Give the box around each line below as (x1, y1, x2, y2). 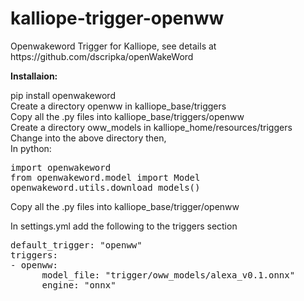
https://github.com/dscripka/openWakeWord (10, 50, 194, 62)
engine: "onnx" (41, 279, 117, 291)
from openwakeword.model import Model (10, 172, 201, 183)
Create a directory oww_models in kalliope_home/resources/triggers (10, 121, 293, 133)
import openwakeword (10, 162, 112, 173)
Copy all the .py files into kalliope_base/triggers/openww (10, 110, 245, 122)
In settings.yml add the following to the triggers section (10, 220, 238, 232)
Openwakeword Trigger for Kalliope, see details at (10, 40, 217, 52)
